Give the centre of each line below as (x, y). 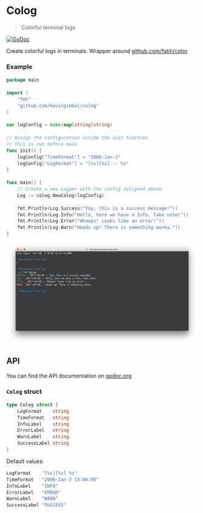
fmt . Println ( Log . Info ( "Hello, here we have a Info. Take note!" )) (103, 215)
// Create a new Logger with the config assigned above (90, 189)
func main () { (24, 183)
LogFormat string (43, 411)
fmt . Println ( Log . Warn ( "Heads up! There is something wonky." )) (99, 228)
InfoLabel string (43, 424)
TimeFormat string (43, 418)
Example (19, 66)
